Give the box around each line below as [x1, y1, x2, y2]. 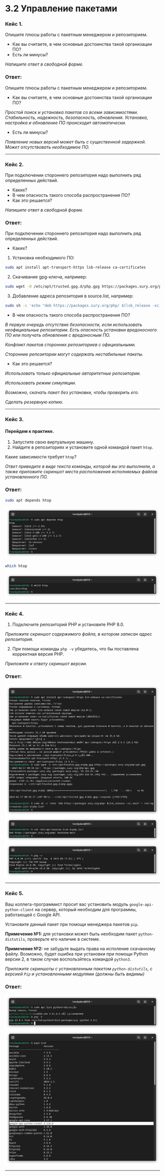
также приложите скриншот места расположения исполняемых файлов [5, 469, 158, 475]
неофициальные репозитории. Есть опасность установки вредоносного [5, 327, 157, 333]
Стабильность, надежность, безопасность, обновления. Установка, [5, 114, 148, 120]
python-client [5, 907, 34, 912]
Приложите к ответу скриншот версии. [5, 661, 87, 667]
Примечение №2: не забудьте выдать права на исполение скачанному [5, 945, 156, 952]
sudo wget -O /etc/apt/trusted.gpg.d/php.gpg [5, 284, 100, 289]
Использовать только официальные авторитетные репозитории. [5, 370, 141, 376]
